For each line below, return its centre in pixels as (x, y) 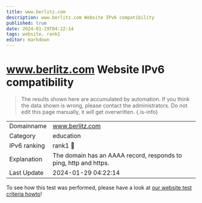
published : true (26, 23)
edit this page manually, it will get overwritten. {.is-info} (89, 111)
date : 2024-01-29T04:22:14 (40, 29)
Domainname (28, 126)
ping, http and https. (81, 163)
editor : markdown (28, 40)
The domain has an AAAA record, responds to (117, 155)
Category (23, 136)
